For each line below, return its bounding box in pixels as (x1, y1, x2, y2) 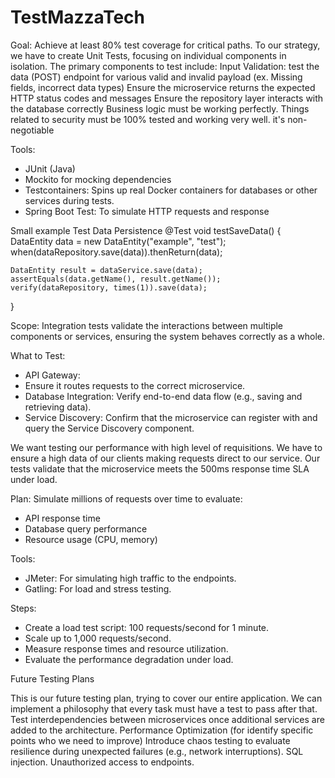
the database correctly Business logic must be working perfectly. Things (10, 102, 310, 115)
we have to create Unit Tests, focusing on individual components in (10, 49, 287, 61)
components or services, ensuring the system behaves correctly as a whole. (10, 330, 326, 342)
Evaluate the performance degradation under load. (24, 653, 234, 665)
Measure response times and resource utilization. (24, 642, 229, 655)
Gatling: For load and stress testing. (24, 582, 172, 595)
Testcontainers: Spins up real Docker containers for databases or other (24, 184, 318, 196)
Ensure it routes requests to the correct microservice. (24, 379, 246, 391)
